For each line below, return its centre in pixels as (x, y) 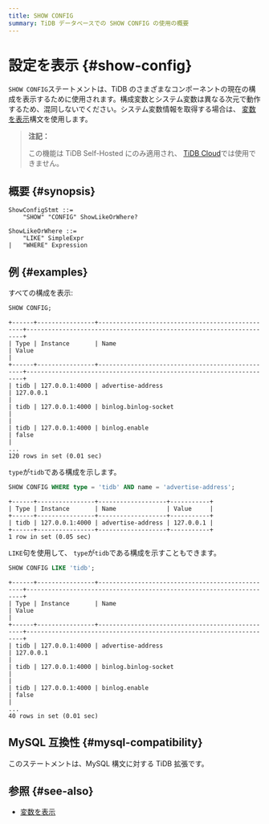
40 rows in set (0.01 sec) (53, 716)
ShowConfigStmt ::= (41, 210)
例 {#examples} (48, 272)
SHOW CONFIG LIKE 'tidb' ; (51, 568)
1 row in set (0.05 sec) (50, 536)
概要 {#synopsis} (52, 191)
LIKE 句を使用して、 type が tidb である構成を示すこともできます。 (114, 553)
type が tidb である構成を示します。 (65, 471)
